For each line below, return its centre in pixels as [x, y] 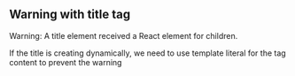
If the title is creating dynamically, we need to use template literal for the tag [147, 53]
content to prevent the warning [66, 62]
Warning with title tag [70, 15]
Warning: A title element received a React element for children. [124, 35]
